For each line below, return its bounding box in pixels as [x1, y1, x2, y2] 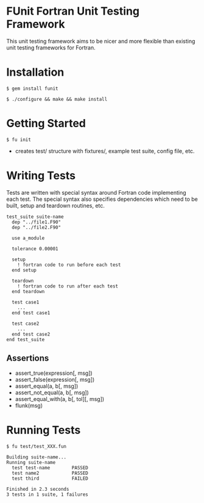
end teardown [12, 288, 45, 294]
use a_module [12, 235, 45, 241]
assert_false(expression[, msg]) [15, 375, 95, 383]
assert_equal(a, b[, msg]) [15, 382, 79, 389]
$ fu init [6, 136, 32, 143]
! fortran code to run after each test [17, 283, 119, 289]
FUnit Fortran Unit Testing [6, 4, 140, 18]
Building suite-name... [6, 454, 67, 460]
